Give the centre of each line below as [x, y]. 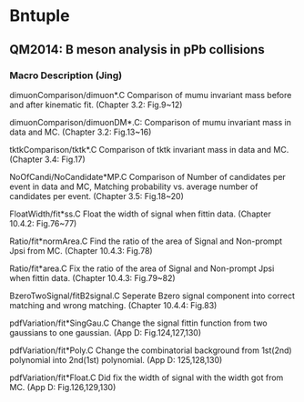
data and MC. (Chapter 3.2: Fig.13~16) [81, 132]
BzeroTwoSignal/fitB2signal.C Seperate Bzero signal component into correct [152, 296]
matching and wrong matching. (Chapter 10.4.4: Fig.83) [113, 305]
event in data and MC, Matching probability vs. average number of [134, 186]
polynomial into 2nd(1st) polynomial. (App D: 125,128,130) [116, 359]
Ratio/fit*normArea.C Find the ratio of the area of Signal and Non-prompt [146, 241]
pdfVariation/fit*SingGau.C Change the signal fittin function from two [138, 323]
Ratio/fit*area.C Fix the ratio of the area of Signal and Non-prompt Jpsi [142, 268]
